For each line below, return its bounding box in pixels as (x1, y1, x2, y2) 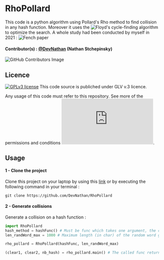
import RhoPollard (5, 223, 42, 228)
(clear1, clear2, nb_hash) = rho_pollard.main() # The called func (5, 250, 145, 255)
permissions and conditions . (5, 140, 155, 145)
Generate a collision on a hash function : (5, 214, 86, 220)
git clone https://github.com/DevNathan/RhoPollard (5, 193, 112, 198)
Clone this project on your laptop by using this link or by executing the (5, 179, 146, 184)
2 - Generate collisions (5, 203, 52, 209)
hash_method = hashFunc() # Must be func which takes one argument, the (5, 228, 156, 233)
